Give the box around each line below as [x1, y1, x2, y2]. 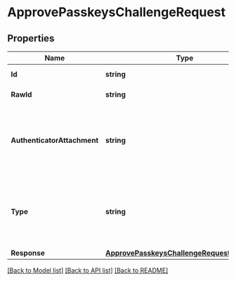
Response [11, 248, 46, 258]
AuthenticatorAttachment [11, 135, 99, 145]
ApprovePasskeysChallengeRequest [7, 4, 226, 20]
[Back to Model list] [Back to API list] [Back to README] [7, 266, 169, 275]
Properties [7, 32, 55, 44]
